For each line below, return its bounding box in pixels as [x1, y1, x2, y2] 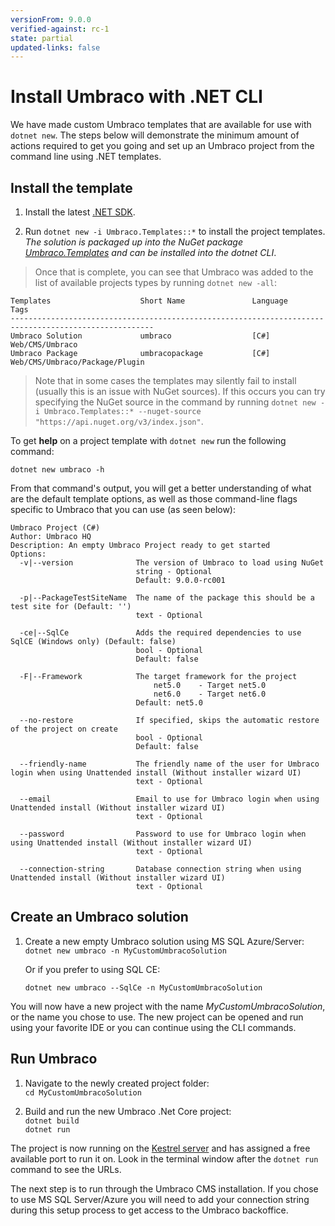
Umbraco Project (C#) [10, 523, 101, 533]
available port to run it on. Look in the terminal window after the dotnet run [10, 1152, 319, 1165]
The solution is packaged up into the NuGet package [24, 236, 244, 248]
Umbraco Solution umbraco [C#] [10, 331, 271, 341]
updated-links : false [10, 42, 101, 53]
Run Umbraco [10, 1051, 98, 1068]
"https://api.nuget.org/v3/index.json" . [34, 416, 204, 427]
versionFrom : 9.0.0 [10, 14, 92, 25]
